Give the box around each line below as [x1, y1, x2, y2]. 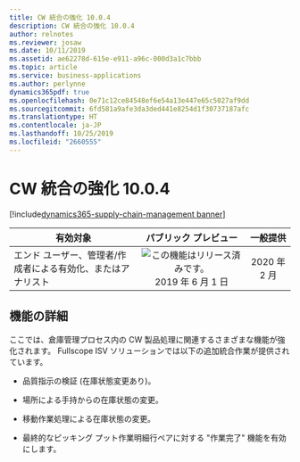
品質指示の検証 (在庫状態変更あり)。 [21, 375, 156, 386]
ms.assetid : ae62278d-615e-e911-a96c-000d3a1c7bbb [9, 54, 202, 63]
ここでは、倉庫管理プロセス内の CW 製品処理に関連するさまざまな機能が [9, 334, 278, 344]
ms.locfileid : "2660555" [9, 137, 102, 146]
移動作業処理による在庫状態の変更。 [21, 413, 156, 424]
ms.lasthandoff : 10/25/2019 [9, 129, 114, 138]
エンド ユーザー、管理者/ [13, 249, 118, 261]
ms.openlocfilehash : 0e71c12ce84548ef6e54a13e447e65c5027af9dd [9, 95, 250, 105]
